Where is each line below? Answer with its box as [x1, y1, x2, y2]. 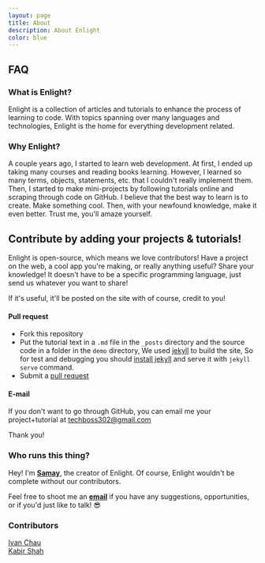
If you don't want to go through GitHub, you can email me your [8, 407, 211, 416]
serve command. [19, 362, 75, 372]
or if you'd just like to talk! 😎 [8, 500, 101, 509]
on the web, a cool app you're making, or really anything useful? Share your [8, 261, 255, 271]
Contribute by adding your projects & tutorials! [8, 232, 242, 246]
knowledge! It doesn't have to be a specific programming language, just [8, 270, 242, 280]
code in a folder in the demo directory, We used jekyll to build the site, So [19, 346, 254, 355]
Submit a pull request [19, 371, 89, 381]
